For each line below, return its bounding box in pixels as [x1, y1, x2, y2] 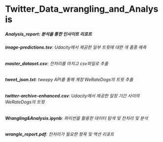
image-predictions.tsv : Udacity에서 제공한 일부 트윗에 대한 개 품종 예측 [5, 44, 147, 50]
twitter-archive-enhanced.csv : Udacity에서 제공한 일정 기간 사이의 [5, 92, 140, 99]
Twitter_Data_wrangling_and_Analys [5, 3, 159, 15]
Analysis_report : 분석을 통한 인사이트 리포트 [5, 31, 92, 37]
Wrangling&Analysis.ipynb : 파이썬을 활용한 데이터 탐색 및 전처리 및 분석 [5, 115, 148, 121]
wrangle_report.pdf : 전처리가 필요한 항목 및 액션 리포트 [5, 131, 114, 137]
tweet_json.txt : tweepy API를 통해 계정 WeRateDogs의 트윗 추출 [5, 77, 133, 83]
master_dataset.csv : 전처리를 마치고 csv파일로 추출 [5, 60, 108, 66]
